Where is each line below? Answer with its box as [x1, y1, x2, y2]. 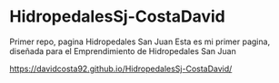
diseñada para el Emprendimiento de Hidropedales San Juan [9, 45, 236, 56]
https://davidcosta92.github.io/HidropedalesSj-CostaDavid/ [9, 63, 233, 74]
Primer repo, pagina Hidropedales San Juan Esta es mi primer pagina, [9, 36, 271, 47]
